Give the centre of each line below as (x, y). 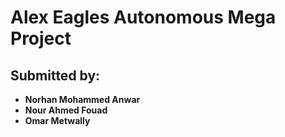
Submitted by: (55, 75)
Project (41, 38)
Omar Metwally (57, 120)
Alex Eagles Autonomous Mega (143, 17)
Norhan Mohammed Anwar (82, 99)
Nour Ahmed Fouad (66, 110)
